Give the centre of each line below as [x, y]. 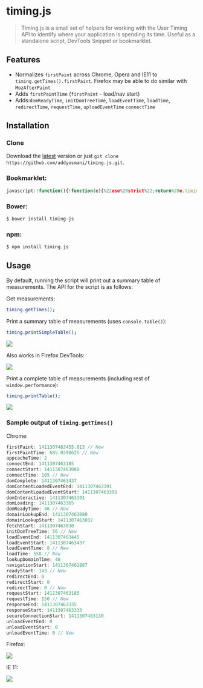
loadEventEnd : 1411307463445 [43, 537]
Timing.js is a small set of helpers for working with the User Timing [104, 28]
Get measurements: [31, 299]
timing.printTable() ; [34, 396]
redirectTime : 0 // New [36, 588]
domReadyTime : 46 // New [37, 509]
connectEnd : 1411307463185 [40, 464]
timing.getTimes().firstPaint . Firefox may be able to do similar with [101, 81]
